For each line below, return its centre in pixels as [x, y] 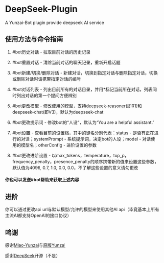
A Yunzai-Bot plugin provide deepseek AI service [55, 23]
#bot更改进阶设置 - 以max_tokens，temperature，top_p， [70, 155]
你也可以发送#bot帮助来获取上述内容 [42, 180]
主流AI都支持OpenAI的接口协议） [38, 215]
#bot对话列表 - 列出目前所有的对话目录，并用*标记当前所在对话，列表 [82, 89]
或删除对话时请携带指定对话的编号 [47, 79]
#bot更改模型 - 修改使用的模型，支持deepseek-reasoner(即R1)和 [77, 106]
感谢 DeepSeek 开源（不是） [33, 255]
